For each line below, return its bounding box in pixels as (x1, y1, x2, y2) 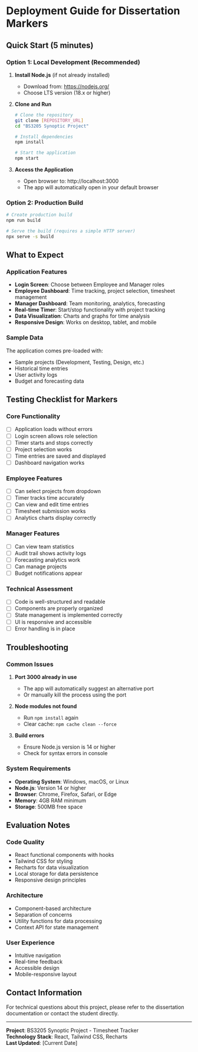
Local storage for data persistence (14, 870, 98, 878)
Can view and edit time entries (14, 501, 89, 508)
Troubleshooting (6, 643, 69, 653)
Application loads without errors (14, 426, 93, 433)
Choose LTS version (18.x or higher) (23, 89, 111, 96)
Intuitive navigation (14, 951, 61, 959)
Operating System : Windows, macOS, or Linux (14, 778, 129, 785)
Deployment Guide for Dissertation (6, 4, 180, 18)
